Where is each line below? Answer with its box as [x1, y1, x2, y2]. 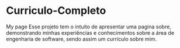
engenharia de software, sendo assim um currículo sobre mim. [6, 35, 157, 42]
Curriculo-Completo [6, 4, 106, 17]
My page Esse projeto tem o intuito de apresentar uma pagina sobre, [6, 23, 171, 30]
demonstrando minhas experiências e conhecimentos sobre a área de [6, 29, 174, 36]
